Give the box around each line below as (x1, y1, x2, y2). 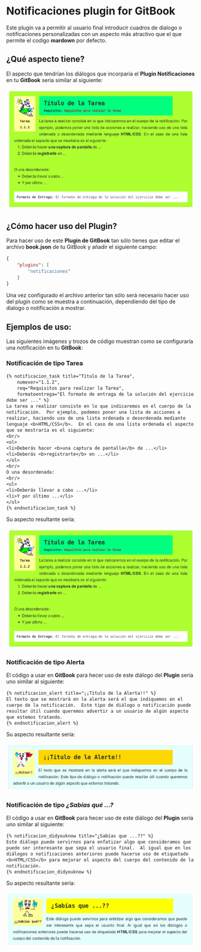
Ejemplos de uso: (6, 322, 72, 332)
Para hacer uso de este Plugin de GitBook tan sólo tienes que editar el (6, 237, 180, 244)
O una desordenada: (6, 469, 55, 475)
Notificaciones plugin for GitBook (6, 4, 175, 18)
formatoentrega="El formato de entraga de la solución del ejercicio (17, 391, 194, 397)
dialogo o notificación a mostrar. (6, 305, 86, 312)
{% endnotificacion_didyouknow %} (6, 869, 93, 875)
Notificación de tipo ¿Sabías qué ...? (6, 800, 114, 809)
